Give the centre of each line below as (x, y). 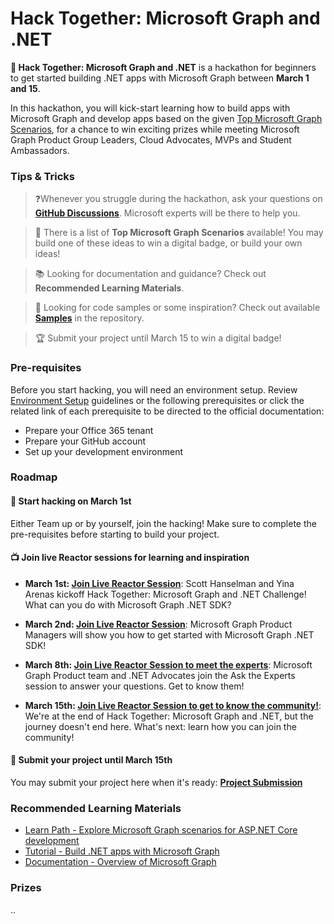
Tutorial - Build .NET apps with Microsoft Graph (122, 851)
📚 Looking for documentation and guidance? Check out (150, 274)
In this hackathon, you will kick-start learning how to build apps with (150, 108)
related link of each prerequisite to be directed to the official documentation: (167, 411)
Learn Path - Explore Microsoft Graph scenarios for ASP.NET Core (161, 830)
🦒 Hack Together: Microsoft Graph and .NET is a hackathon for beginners (163, 67)
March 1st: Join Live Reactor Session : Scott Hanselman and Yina (159, 583)
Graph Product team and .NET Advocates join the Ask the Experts (160, 675)
